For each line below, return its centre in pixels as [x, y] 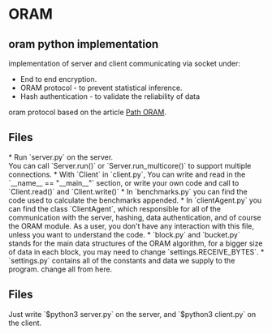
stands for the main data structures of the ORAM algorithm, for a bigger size [136, 243]
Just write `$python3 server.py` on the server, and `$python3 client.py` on [132, 314]
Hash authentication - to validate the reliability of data [110, 96]
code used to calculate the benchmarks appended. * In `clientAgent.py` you [135, 200]
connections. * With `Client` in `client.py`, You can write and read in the [127, 174]
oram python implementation [84, 44]
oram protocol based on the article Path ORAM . [87, 112]
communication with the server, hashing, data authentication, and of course [135, 217]
